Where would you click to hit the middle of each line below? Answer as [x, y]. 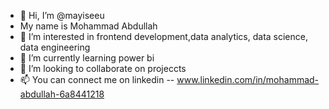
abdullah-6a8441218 [62, 94]
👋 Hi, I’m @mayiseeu [62, 15]
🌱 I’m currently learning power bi [87, 58]
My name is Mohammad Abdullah [88, 26]
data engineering [55, 47]
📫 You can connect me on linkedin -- [97, 79]
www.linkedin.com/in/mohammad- [248, 79]
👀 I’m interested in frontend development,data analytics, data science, [163, 36]
